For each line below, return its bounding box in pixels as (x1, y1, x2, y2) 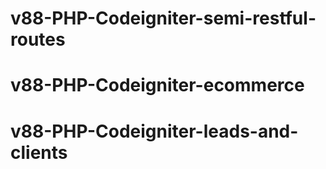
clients (10, 141, 68, 164)
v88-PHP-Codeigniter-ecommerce (10, 74, 305, 97)
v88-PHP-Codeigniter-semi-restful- (10, 7, 317, 30)
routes (10, 28, 66, 51)
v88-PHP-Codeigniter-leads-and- (10, 120, 299, 142)
